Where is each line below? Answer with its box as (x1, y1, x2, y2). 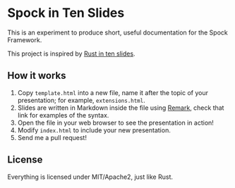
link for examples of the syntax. (17, 111, 109, 119)
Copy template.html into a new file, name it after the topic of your (17, 88, 208, 96)
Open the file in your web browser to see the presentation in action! (17, 118, 214, 127)
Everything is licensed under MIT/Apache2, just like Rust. (7, 173, 173, 181)
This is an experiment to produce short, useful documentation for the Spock (7, 28, 228, 37)
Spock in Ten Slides (7, 5, 125, 21)
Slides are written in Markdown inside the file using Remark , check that (17, 104, 224, 112)
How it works (7, 70, 66, 82)
